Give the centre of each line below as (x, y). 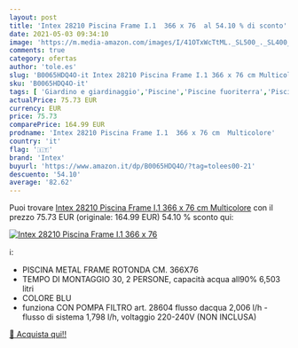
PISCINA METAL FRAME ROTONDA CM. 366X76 (110, 270)
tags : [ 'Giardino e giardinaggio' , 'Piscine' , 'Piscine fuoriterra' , (138, 91)
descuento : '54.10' (45, 174)
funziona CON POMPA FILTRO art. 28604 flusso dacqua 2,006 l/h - (145, 308)
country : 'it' (35, 141)
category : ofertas (43, 59)
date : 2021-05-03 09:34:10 (59, 34)
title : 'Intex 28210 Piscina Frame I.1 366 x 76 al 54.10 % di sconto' (149, 26)
